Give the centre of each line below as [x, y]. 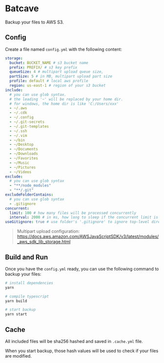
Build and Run [26, 257]
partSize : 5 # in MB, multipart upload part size [61, 76]
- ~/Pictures [23, 167]
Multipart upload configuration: [48, 231]
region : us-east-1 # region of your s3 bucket [58, 86]
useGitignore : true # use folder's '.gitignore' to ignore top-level [77, 222]
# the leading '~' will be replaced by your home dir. [66, 99]
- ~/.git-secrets [27, 122]
